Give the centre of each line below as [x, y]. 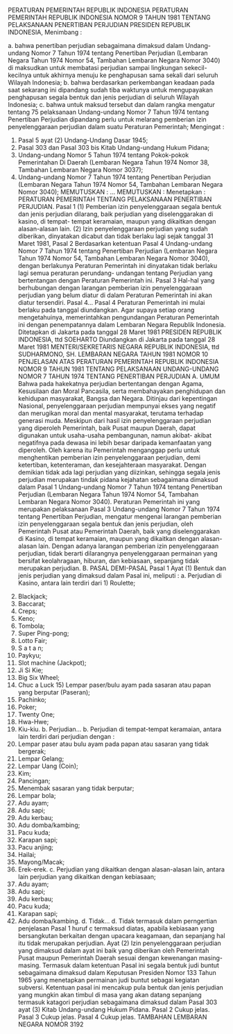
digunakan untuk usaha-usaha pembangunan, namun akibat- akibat [115, 435]
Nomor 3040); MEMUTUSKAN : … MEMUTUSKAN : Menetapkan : [112, 192]
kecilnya [20, 75]
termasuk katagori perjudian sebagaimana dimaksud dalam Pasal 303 [118, 1002]
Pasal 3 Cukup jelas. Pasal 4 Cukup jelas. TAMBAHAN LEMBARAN [112, 1017]
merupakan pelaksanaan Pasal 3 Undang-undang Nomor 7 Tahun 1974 [119, 509]
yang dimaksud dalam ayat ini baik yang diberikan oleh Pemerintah [113, 950]
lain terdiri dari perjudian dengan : [66, 736]
